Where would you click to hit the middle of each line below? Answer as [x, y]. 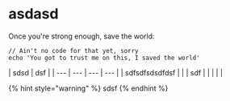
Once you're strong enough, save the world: [82, 36]
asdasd [33, 14]
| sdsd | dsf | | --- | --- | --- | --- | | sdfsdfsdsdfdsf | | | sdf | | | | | [116, 72]
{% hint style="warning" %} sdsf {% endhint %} [88, 88]
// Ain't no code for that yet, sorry [73, 50]
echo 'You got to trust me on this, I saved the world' [104, 58]
